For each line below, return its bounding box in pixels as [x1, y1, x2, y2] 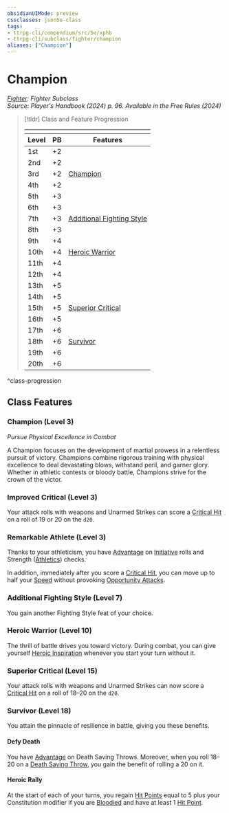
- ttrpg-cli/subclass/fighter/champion [7, 36, 122, 43]
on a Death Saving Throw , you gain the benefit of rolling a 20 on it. [16, 760, 204, 768]
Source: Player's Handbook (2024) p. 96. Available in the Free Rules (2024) [7, 101, 221, 110]
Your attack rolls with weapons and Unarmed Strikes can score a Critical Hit [7, 508, 222, 516]
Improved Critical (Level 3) [7, 492, 98, 502]
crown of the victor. [7, 475, 63, 483]
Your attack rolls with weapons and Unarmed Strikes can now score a [7, 682, 204, 690]
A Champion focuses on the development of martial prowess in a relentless [7, 446, 220, 454]
